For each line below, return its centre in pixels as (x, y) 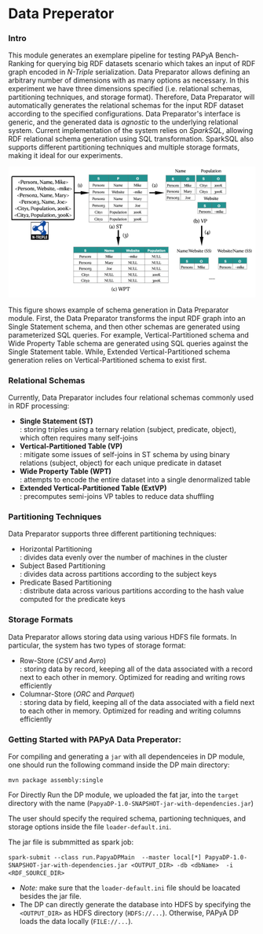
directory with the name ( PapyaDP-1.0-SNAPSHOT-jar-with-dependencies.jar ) (131, 803)
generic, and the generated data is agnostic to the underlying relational (123, 122)
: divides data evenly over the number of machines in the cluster (123, 557)
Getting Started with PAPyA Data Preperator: (95, 739)
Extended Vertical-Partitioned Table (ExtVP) (93, 488)
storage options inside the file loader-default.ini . (90, 826)
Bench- (227, 55)
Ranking (22, 64)
